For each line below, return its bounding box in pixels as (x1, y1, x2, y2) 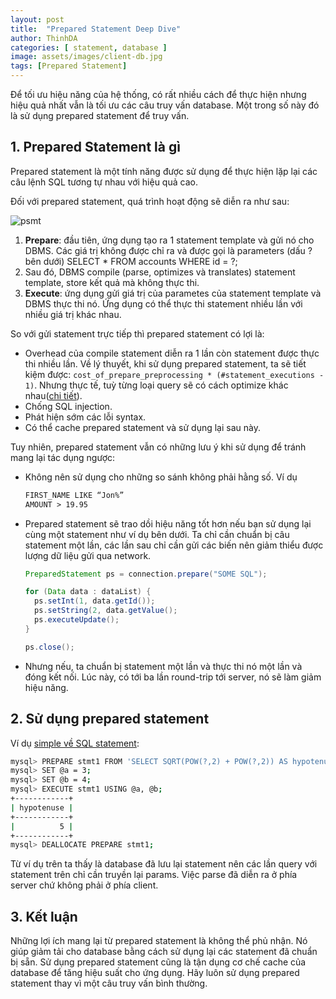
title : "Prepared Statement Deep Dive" (10, 24, 182, 34)
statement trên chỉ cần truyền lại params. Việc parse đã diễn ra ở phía (10, 869, 298, 881)
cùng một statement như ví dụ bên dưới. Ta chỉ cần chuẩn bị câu (24, 528, 290, 540)
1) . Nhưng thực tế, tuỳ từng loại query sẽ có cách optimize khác (24, 379, 289, 391)
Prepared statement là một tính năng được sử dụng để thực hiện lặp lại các (10, 165, 318, 177)
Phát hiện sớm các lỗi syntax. (24, 411, 147, 423)
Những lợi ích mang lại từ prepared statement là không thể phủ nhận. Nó (10, 935, 308, 947)
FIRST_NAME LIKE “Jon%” (24, 490, 125, 500)
